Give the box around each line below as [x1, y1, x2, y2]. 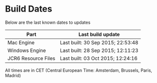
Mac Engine [7, 39, 35, 46]
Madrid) [5, 72, 21, 78]
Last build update [78, 31, 120, 37]
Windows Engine [7, 47, 46, 54]
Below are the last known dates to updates [5, 19, 91, 25]
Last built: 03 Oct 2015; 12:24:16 [60, 55, 138, 62]
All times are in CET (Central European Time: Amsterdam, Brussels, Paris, [5, 67, 153, 73]
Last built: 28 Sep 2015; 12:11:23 [60, 47, 138, 54]
